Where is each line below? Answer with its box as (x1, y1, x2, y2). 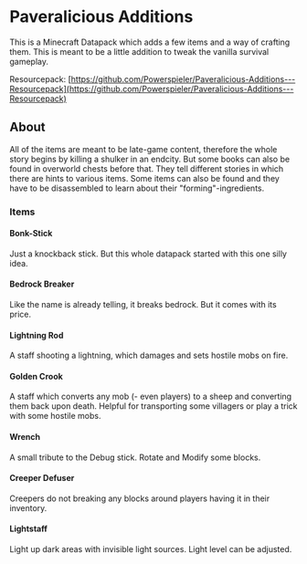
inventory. (9, 502, 48, 513)
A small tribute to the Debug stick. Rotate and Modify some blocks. (9, 452, 261, 463)
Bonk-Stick (9, 228, 53, 239)
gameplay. (9, 56, 48, 67)
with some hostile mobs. (9, 411, 101, 422)
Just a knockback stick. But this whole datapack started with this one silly (9, 248, 288, 259)
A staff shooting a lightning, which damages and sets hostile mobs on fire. (9, 350, 289, 361)
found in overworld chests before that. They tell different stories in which (9, 162, 284, 174)
